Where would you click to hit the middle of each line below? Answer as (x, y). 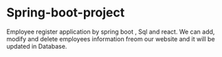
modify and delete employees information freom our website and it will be (111, 38)
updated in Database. (37, 46)
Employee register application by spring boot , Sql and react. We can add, (111, 32)
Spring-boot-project (66, 13)
